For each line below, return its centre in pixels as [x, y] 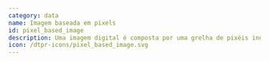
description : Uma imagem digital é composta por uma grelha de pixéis [128, 38]
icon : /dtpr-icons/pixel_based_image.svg [78, 45]
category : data [34, 15]
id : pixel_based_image [46, 30]
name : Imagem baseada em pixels [62, 23]
